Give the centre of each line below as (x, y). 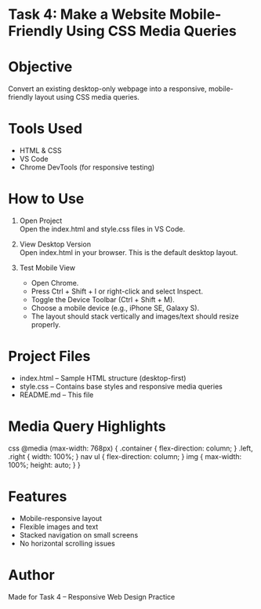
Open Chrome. (55, 283)
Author (31, 575)
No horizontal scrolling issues (67, 543)
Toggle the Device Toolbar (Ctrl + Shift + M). (103, 299)
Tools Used (45, 129)
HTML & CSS (40, 151)
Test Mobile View (47, 268)
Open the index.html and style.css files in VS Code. (102, 229)
